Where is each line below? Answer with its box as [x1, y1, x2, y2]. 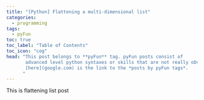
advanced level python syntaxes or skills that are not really [25, 59, 189, 65]
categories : [6, 14, 36, 20]
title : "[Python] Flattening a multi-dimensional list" [6, 8, 151, 15]
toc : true [6, 37, 32, 43]
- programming [12, 20, 47, 26]
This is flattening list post [6, 87, 69, 94]
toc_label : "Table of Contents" [6, 43, 88, 49]
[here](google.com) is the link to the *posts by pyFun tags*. [25, 64, 189, 71]
